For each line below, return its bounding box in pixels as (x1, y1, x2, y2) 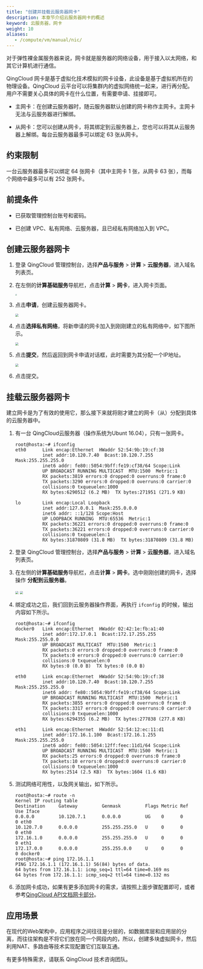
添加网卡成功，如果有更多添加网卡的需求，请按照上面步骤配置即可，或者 (14, 884, 195, 891)
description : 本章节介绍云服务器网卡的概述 (6, 15, 105, 21)
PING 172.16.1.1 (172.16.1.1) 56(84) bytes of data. (14, 861, 151, 868)
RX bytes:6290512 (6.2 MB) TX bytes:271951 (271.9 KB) (42, 489, 186, 495)
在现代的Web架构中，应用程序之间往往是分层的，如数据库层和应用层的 (6, 928, 182, 935)
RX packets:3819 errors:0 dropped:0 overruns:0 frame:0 (42, 474, 186, 480)
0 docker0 (14, 851, 40, 857)
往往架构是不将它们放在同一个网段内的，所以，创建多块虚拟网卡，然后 (22, 935, 197, 942)
